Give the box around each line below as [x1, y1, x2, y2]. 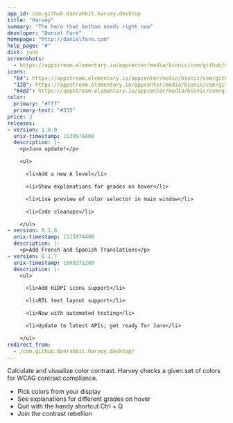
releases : [7, 119, 36, 127]
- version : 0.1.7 [7, 252, 58, 260]
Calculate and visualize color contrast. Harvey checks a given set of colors [7, 367, 221, 375]
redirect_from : [7, 341, 51, 348]
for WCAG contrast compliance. [7, 374, 98, 382]
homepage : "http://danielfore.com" [7, 36, 110, 43]
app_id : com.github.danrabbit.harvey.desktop [7, 10, 141, 17]
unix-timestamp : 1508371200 [13, 259, 95, 266]
